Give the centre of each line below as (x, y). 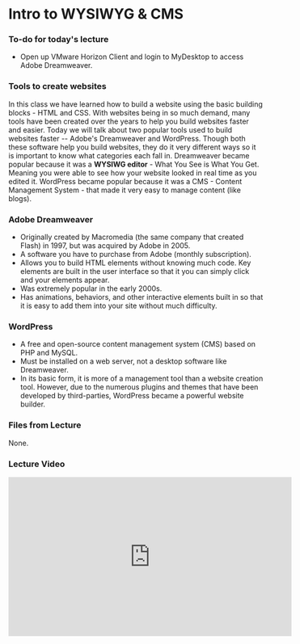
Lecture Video (37, 464)
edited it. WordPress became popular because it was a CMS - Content (125, 181)
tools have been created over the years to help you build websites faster (129, 121)
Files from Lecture (45, 425)
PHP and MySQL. (49, 353)
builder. (33, 404)
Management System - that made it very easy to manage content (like (125, 190)
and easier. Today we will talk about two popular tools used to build (120, 129)
